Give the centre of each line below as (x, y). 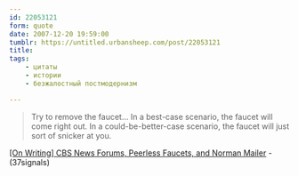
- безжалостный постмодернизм (81, 84)
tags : (19, 59)
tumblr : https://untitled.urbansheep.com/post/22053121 (115, 42)
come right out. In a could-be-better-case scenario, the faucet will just (160, 126)
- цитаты (41, 68)
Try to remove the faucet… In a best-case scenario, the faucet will (152, 116)
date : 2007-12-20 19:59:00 (59, 34)
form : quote (31, 26)
